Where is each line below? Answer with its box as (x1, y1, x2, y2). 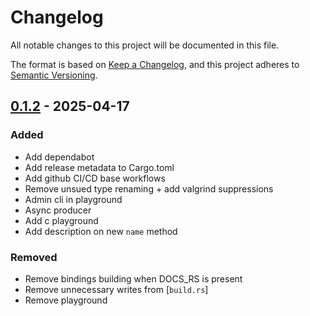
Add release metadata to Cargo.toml (24, 161, 175, 173)
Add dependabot (24, 151, 95, 163)
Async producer (24, 204, 92, 216)
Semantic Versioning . (10, 69, 98, 81)
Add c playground (24, 214, 99, 226)
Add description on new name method (24, 225, 178, 237)
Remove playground (24, 294, 108, 306)
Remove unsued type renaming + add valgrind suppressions (24, 182, 274, 195)
